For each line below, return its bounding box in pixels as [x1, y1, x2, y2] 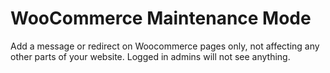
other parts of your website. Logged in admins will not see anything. [10, 50, 291, 62]
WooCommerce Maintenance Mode [10, 7, 312, 30]
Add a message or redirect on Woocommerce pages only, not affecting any [10, 40, 320, 52]
